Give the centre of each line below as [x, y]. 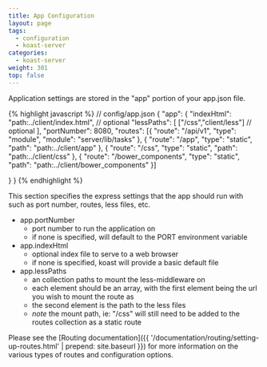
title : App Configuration [51, 16]
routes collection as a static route [87, 322]
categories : [28, 53]
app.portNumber [47, 220]
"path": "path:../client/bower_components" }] [82, 164]
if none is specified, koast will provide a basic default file [125, 262]
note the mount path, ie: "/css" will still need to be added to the [135, 313]
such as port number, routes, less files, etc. [80, 204]
